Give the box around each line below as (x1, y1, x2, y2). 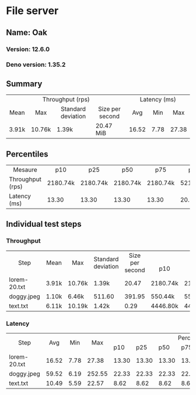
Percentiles (6, 149, 48, 159)
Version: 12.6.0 (6, 45, 50, 53)
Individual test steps (6, 219, 82, 229)
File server (6, 4, 59, 18)
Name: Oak (6, 28, 48, 38)
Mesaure (13, 166, 38, 174)
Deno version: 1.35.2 (6, 60, 66, 69)
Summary (6, 79, 43, 88)
